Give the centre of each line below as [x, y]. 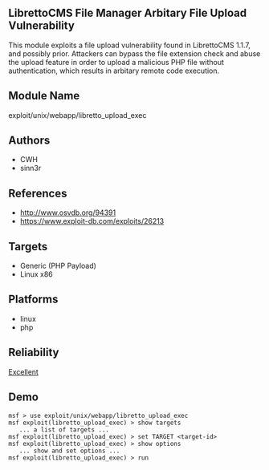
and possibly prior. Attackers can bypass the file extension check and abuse [134, 53]
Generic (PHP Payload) [58, 266]
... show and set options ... [69, 451]
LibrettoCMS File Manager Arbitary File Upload [128, 13]
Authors [29, 141]
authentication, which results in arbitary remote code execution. [114, 71]
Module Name [44, 96]
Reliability [34, 352]
